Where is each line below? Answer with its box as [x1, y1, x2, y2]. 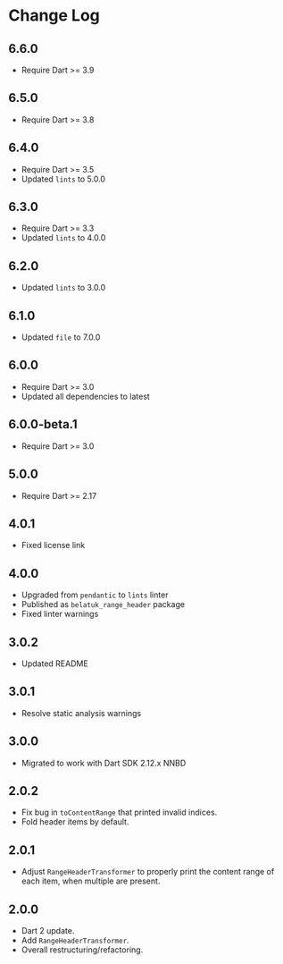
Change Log [8, 5, 100, 26]
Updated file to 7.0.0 [21, 332, 101, 342]
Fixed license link [21, 540, 86, 551]
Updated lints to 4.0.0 [21, 233, 106, 243]
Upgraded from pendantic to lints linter [21, 589, 169, 600]
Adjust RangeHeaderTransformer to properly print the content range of [21, 867, 275, 877]
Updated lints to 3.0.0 [21, 283, 106, 293]
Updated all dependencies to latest [21, 391, 151, 402]
